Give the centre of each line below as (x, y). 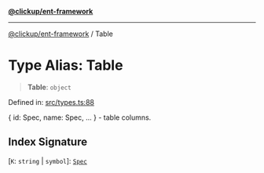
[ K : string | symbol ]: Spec (48, 160)
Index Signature (48, 142)
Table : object (49, 87)
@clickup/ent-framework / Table (61, 34)
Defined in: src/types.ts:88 (51, 102)
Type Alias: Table (66, 65)
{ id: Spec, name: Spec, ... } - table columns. (80, 117)
